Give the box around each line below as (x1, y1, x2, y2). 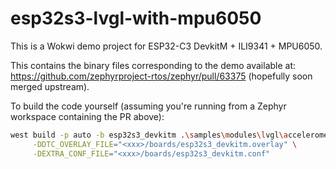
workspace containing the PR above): (10, 110, 165, 122)
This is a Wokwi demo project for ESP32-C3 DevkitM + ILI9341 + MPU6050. (10, 40, 323, 52)
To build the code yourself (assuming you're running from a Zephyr (10, 100, 287, 112)
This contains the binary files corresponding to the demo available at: (10, 59, 297, 71)
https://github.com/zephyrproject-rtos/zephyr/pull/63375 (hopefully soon (10, 70, 313, 82)
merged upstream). (10, 80, 90, 92)
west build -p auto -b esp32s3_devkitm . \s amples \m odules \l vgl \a (10, 130, 288, 140)
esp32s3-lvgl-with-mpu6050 (10, 7, 262, 30)
